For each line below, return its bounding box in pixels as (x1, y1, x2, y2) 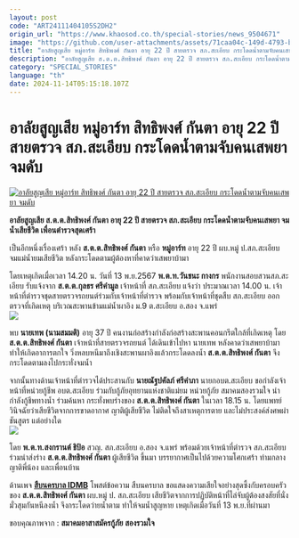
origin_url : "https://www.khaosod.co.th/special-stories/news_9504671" (9, 29, 280, 38)
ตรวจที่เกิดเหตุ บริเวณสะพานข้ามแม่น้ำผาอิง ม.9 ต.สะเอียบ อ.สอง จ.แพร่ (9, 300, 218, 311)
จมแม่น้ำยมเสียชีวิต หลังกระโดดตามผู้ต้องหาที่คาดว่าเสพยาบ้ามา (9, 252, 190, 263)
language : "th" (9, 71, 66, 80)
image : (9, 37, 34, 47)
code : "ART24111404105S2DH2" (9, 21, 117, 30)
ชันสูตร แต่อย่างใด (9, 415, 62, 426)
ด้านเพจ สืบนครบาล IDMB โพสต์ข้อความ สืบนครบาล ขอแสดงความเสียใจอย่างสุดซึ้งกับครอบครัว (9, 479, 287, 490)
